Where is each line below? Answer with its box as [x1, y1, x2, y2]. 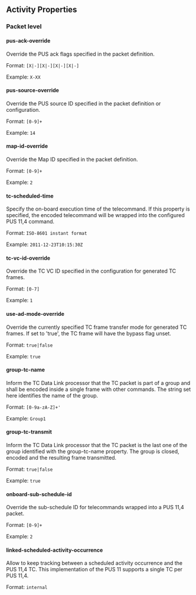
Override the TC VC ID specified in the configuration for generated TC [6, 267, 177, 274]
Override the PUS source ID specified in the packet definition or [6, 100, 161, 107]
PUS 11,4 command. [6, 218, 55, 225]
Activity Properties [6, 5, 77, 15]
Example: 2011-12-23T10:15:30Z [6, 241, 83, 248]
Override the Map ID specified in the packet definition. [6, 156, 138, 163]
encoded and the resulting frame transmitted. [6, 454, 117, 461]
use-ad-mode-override [6, 310, 65, 317]
